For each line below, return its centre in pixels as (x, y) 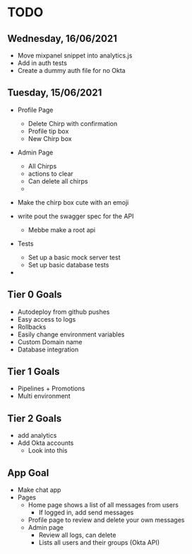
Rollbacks (32, 327)
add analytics (37, 436)
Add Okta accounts (46, 443)
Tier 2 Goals (35, 418)
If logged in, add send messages (86, 513)
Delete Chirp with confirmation (73, 123)
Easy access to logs (47, 319)
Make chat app (39, 490)
